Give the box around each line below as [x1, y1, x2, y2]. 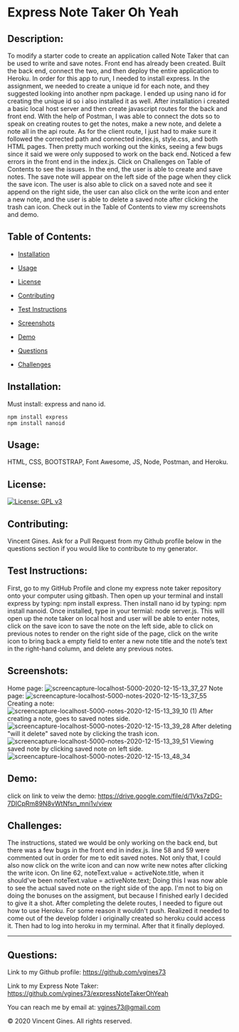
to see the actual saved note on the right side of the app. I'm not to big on [7, 884, 223, 893]
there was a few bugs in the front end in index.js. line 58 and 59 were [7, 846, 210, 855]
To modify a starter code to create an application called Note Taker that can [7, 51, 229, 60]
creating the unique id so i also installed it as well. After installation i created [7, 97, 230, 105]
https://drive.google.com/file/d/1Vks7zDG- [97, 791, 223, 800]
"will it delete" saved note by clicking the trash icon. [7, 729, 159, 737]
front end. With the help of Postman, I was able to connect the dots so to [7, 112, 221, 120]
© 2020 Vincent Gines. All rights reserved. [7, 1017, 132, 1026]
